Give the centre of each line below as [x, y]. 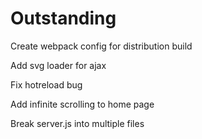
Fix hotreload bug [46, 84]
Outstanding [63, 18]
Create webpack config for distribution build [101, 46]
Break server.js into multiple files [77, 123]
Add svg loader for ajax [58, 65]
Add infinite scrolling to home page [82, 104]
